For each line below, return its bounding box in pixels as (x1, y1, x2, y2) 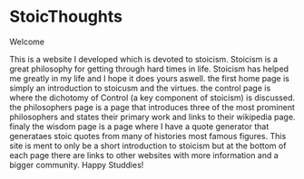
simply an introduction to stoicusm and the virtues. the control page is (9, 82, 271, 93)
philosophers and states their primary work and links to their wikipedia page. (9, 111, 296, 122)
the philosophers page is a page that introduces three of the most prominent (9, 101, 295, 112)
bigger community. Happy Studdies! (9, 159, 144, 170)
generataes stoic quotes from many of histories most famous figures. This (9, 130, 287, 141)
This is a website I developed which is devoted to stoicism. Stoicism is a (9, 53, 279, 64)
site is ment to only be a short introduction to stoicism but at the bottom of (9, 140, 287, 151)
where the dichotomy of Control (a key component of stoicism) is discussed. (9, 92, 296, 103)
